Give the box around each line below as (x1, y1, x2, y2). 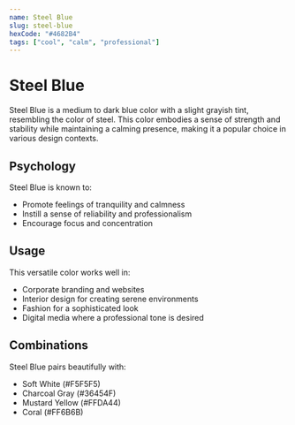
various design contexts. (9, 133, 99, 144)
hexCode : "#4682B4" (9, 29, 81, 38)
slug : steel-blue (9, 21, 73, 30)
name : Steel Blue (9, 12, 73, 22)
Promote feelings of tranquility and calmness (21, 200, 185, 209)
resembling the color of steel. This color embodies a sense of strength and (9, 114, 281, 125)
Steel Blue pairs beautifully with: (9, 361, 126, 372)
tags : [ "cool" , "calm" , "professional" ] (9, 37, 161, 47)
